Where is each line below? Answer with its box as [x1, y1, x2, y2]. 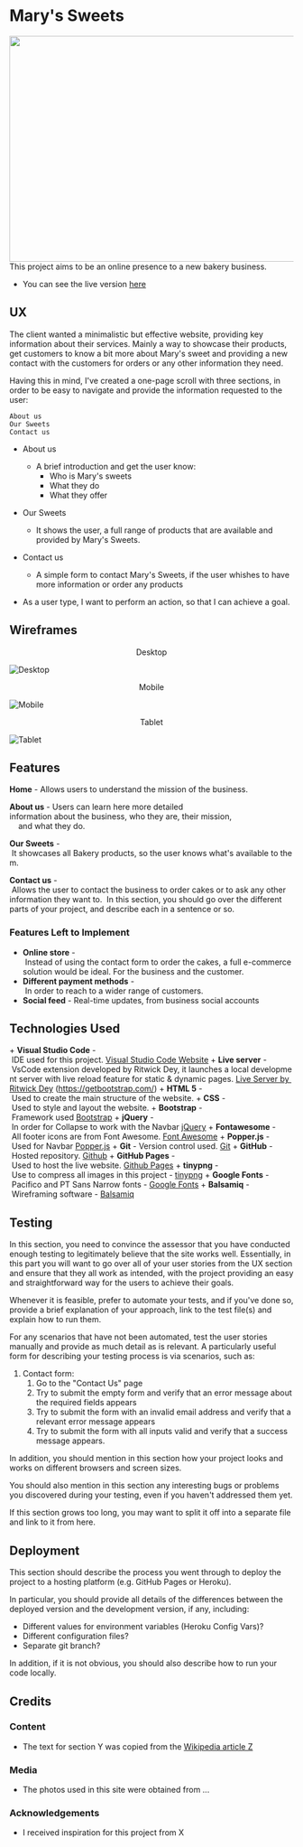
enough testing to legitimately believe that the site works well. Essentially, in [9, 1248, 291, 1260]
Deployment [9, 1543, 80, 1558]
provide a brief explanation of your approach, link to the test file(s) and [9, 1304, 272, 1315]
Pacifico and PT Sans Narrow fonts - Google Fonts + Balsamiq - [11, 1180, 250, 1190]
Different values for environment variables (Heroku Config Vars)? [22, 1621, 264, 1632]
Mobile [138, 681, 165, 692]
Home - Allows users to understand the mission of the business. [9, 784, 249, 795]
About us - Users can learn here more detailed [9, 801, 184, 813]
